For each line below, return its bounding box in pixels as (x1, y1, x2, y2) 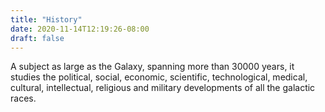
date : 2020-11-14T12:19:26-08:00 (10, 24, 150, 34)
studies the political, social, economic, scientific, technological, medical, (10, 71, 308, 83)
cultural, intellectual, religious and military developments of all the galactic (10, 82, 316, 94)
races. (10, 92, 37, 105)
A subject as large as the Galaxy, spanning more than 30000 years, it (10, 61, 295, 73)
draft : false (10, 33, 65, 43)
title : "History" (10, 14, 83, 25)
